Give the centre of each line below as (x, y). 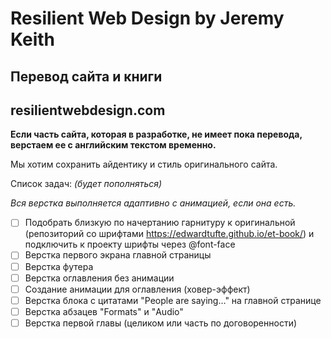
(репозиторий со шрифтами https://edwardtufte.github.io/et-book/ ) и (169, 234)
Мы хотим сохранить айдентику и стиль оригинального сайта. (144, 164)
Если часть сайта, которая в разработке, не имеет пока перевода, (156, 134)
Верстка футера (59, 266)
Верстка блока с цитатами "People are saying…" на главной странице (173, 300)
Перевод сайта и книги (86, 76)
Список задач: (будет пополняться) (86, 184)
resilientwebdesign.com (88, 110)
